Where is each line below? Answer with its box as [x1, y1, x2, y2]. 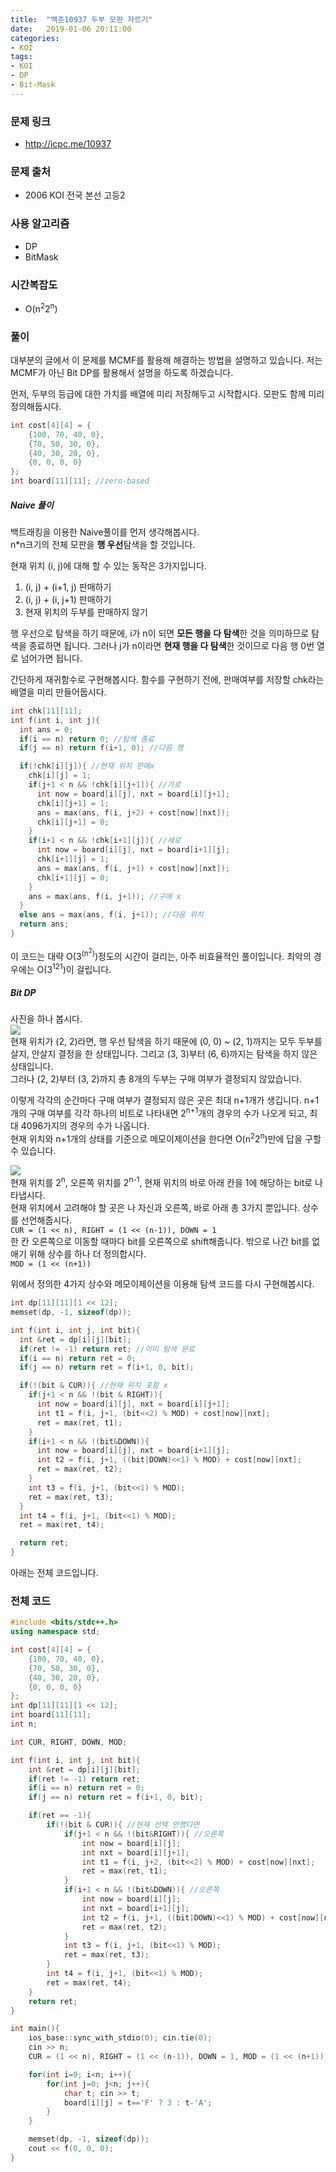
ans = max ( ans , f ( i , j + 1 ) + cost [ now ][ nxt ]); [36, 863, 231, 873]
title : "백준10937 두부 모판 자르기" [10, 14, 153, 25]
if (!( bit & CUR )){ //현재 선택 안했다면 [46, 1820, 200, 1830]
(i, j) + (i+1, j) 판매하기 [24, 581, 112, 593]
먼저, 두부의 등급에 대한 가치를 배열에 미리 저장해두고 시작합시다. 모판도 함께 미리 [10, 387, 325, 400]
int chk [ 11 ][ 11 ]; [10, 706, 83, 716]
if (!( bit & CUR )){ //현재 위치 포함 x [19, 1381, 168, 1391]
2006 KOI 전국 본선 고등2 [24, 189, 126, 201]
